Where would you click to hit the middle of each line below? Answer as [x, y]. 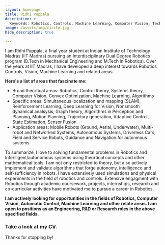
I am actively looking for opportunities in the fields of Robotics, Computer [82, 198]
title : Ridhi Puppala [27, 14]
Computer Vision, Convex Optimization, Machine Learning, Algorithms [83, 96]
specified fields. [22, 214]
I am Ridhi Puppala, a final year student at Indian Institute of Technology [78, 51]
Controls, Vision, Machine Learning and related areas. [59, 71]
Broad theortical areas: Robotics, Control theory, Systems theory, [78, 91]
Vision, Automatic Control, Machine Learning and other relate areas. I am [81, 204]
